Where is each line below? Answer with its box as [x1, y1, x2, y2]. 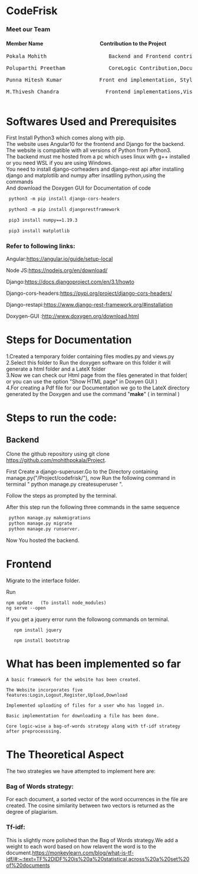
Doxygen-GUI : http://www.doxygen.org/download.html [6, 313, 140, 320]
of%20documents [6, 862, 50, 869]
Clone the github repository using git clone [6, 450, 110, 457]
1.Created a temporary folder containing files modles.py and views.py [6, 353, 174, 360]
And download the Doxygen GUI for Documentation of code [6, 184, 151, 191]
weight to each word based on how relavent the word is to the [6, 843, 156, 850]
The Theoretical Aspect [6, 748, 124, 762]
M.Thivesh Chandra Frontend [6, 89, 131, 95]
